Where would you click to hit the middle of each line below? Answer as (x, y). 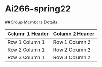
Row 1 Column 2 (72, 42)
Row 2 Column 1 (26, 50)
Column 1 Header (28, 33)
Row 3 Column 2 (72, 57)
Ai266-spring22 (38, 9)
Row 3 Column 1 (26, 57)
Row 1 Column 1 (26, 42)
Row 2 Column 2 (72, 50)
